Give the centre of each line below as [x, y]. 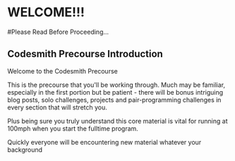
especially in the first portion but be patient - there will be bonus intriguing [115, 92]
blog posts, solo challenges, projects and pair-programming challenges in [114, 100]
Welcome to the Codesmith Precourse [62, 71]
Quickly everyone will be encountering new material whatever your [104, 142]
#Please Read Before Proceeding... [58, 32]
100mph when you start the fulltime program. [73, 129]
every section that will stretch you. [57, 107]
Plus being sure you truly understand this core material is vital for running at [117, 121]
